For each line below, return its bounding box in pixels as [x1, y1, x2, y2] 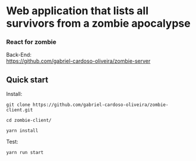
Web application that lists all [6, 4, 148, 18]
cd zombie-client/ [6, 117, 52, 124]
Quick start [6, 75, 49, 85]
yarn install [6, 128, 39, 134]
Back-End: [6, 51, 31, 59]
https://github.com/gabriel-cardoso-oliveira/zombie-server [6, 57, 151, 65]
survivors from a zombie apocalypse [6, 17, 191, 30]
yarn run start [6, 150, 44, 156]
